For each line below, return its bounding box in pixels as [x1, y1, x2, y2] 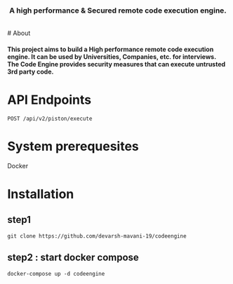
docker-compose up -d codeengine [7, 270, 105, 277]
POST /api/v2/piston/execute [7, 115, 93, 122]
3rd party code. [7, 67, 54, 76]
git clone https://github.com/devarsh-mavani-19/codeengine [7, 232, 187, 240]
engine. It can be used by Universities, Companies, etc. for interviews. [7, 52, 216, 61]
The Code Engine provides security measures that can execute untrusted [7, 60, 226, 68]
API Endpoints [7, 92, 92, 108]
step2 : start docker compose [7, 252, 139, 264]
